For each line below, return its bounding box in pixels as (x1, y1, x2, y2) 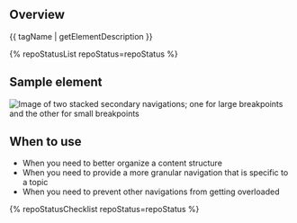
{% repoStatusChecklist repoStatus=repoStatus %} (9, 204, 200, 215)
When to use (9, 134, 83, 149)
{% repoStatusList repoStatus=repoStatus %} (9, 49, 178, 59)
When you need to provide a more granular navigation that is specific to (22, 167, 289, 178)
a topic (22, 177, 49, 188)
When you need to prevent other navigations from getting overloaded (22, 186, 280, 197)
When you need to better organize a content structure (22, 157, 223, 169)
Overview (9, 7, 66, 22)
